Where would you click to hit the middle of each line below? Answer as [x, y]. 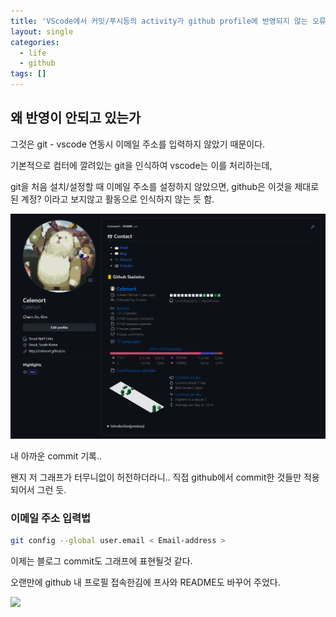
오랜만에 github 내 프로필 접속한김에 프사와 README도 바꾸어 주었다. [145, 582]
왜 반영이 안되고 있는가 [76, 118]
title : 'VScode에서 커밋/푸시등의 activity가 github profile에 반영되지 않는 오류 [168, 21]
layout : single [42, 31]
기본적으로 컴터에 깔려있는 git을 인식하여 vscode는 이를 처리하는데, [141, 165]
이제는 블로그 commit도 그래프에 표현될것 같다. [101, 561]
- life [33, 53]
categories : [35, 42]
